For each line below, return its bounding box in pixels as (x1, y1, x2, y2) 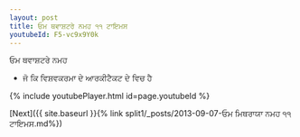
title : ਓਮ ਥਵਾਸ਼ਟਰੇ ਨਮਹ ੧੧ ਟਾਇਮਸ (9, 22, 128, 31)
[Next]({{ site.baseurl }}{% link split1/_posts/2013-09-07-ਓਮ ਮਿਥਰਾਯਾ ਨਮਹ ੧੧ (9, 108, 292, 119)
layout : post (9, 13, 59, 23)
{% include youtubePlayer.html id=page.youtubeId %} (9, 91, 211, 102)
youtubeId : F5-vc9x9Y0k (9, 30, 99, 39)
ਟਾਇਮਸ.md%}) (9, 118, 63, 129)
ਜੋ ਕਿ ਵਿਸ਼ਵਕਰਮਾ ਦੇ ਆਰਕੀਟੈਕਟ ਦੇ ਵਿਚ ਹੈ (22, 73, 153, 84)
